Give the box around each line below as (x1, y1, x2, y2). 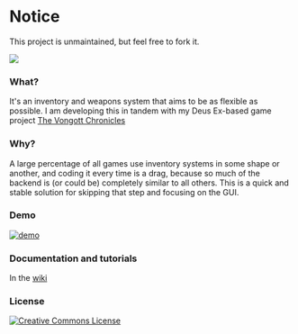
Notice (9, 6, 60, 27)
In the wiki (9, 273, 48, 284)
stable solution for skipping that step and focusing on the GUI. (9, 186, 239, 197)
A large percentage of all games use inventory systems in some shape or (9, 158, 281, 168)
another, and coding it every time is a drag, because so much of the (9, 167, 261, 178)
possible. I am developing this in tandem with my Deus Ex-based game (9, 105, 272, 116)
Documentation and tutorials (9, 252, 138, 265)
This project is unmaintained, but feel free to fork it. (9, 36, 200, 47)
